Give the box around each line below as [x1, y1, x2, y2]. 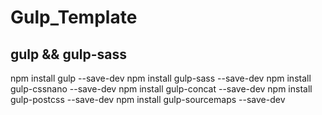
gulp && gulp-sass [10, 46, 128, 63]
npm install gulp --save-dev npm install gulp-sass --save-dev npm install [10, 72, 312, 84]
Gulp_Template [10, 6, 138, 29]
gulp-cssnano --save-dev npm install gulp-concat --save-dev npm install [10, 83, 313, 95]
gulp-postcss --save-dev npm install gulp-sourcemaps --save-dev [10, 94, 286, 105]
